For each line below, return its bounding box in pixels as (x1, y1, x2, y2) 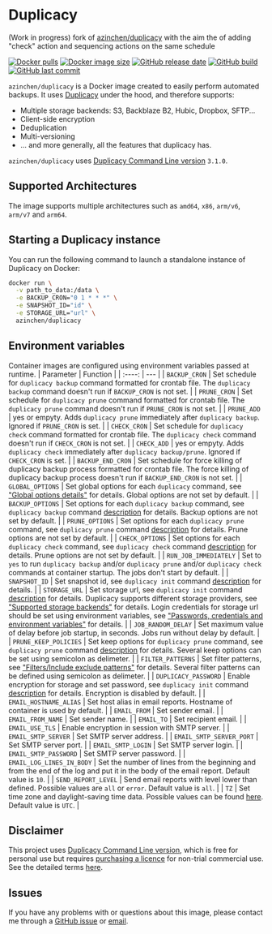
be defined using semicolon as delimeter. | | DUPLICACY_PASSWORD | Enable (8, 671, 251, 681)
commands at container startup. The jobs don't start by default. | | (8, 567, 229, 577)
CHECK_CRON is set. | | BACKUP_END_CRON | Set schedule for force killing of (8, 455, 243, 465)
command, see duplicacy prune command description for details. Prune (8, 524, 249, 534)
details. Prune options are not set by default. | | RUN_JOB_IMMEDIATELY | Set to (8, 550, 261, 560)
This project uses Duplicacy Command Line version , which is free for (8, 846, 239, 855)
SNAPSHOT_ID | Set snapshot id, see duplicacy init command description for (8, 576, 261, 586)
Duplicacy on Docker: (8, 263, 81, 273)
